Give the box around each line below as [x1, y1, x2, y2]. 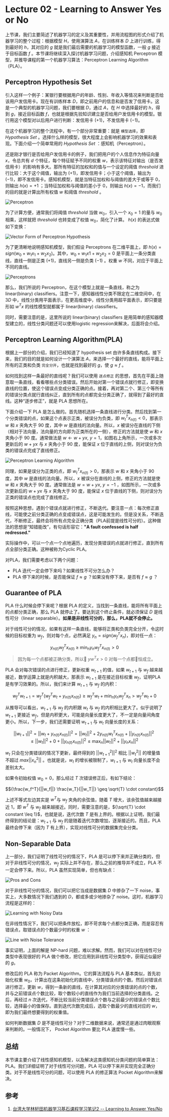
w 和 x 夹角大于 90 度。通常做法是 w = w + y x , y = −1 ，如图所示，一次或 [5, 481, 157, 487]
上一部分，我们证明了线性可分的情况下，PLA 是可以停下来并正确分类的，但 [5, 854, 160, 860]
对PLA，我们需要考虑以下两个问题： [5, 556, 80, 563]
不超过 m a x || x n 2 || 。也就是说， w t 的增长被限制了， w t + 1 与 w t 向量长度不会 [5, 756, 160, 764]
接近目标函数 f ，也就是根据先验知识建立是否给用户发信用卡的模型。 [18, 111, 157, 117]
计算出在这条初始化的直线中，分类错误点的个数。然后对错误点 [34, 977, 162, 983]
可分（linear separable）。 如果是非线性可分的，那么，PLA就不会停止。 [9, 615, 155, 621]
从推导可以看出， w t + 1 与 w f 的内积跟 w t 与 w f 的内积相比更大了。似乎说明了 [5, 704, 163, 712]
